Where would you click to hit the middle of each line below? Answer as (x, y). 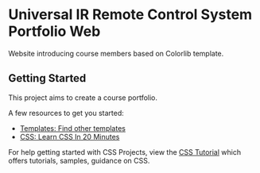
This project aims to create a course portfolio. (83, 98)
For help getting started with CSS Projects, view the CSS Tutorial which (124, 152)
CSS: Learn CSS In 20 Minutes (70, 136)
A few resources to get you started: (66, 113)
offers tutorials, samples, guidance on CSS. (79, 160)
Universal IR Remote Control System (130, 15)
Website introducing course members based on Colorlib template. (116, 53)
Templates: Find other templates (72, 128)
